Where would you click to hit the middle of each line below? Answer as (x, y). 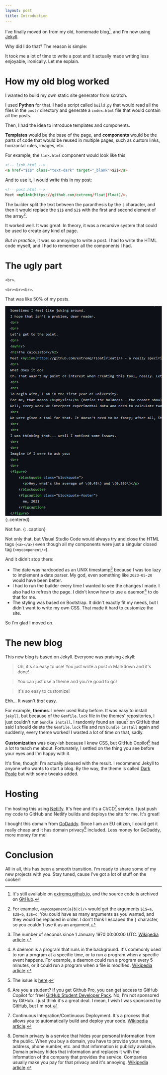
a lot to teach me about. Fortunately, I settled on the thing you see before (80, 748)
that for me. (24, 597)
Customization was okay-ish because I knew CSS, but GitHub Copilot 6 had (82, 743)
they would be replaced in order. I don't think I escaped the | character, (85, 920)
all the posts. (18, 116)
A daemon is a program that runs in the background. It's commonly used (86, 949)
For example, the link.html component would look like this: (66, 155)
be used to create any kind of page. (42, 231)
